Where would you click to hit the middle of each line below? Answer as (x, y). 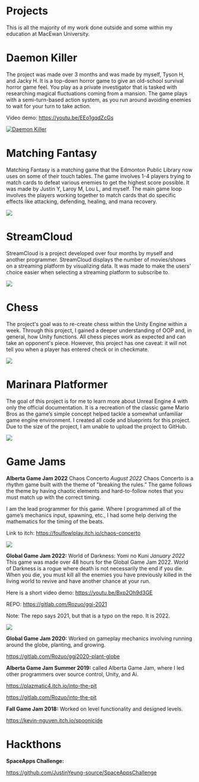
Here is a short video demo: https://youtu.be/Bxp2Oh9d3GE (80, 592)
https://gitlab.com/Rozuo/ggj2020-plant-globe (63, 656)
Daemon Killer (42, 58)
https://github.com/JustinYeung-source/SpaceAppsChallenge (82, 772)
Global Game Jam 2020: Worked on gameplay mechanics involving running (99, 638)
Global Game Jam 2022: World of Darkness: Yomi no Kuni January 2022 (96, 556)
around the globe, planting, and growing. (56, 644)
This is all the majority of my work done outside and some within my (89, 27)
